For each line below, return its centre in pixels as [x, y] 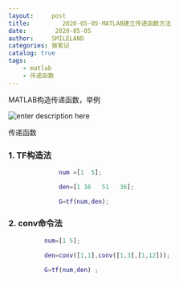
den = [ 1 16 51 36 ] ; [97, 187]
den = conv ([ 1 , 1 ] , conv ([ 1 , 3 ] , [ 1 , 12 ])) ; [107, 255]
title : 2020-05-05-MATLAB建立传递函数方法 [90, 23]
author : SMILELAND [46, 38]
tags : [17, 61]
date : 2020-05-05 [50, 31]
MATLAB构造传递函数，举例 [54, 99]
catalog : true [32, 53]
